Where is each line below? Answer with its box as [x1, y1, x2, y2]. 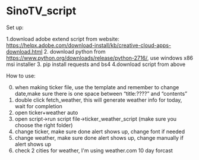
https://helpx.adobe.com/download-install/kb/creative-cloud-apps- [6, 42, 171, 49]
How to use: [6, 72, 36, 79]
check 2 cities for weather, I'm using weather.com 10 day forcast [14, 147, 173, 154]
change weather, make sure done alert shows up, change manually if [14, 134, 184, 141]
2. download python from [43, 48, 106, 55]
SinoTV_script [6, 4, 77, 18]
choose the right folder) [14, 121, 73, 128]
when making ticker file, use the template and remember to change [14, 83, 179, 90]
